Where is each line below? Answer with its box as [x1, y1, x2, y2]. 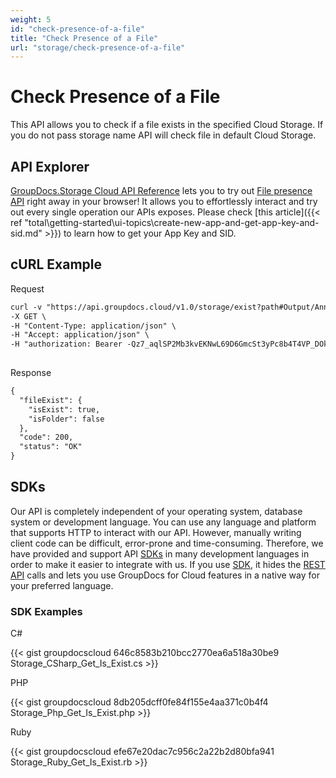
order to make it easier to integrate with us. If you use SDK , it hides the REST [10, 558, 326, 570]
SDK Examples [10, 604, 83, 618]
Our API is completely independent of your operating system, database [10, 505, 303, 517]
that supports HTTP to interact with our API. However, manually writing [10, 526, 302, 538]
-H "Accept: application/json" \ [10, 330, 150, 340]
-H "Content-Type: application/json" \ [10, 321, 177, 331]
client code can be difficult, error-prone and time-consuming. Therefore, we [10, 537, 324, 549]
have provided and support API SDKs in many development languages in [10, 547, 310, 560]
